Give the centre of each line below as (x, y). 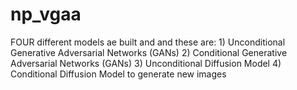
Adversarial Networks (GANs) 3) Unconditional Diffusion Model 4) (146, 63)
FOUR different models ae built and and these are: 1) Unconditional (148, 42)
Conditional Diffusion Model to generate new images (118, 74)
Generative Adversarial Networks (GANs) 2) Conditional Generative (149, 52)
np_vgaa (46, 14)
